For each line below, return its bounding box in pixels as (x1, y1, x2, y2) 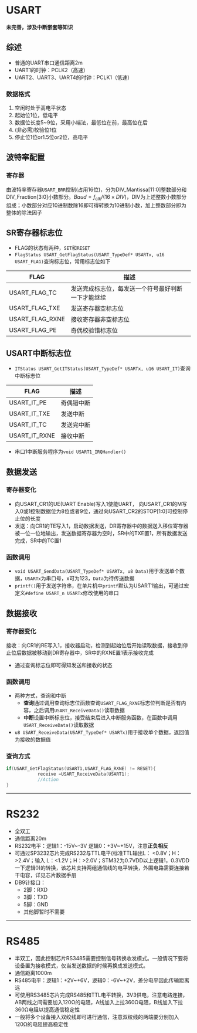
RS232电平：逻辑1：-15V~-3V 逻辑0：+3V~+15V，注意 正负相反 (14, 842, 169, 849)
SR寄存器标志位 (6, 227, 63, 237)
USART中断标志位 (6, 348, 72, 358)
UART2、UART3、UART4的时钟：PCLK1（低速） (14, 74, 133, 81)
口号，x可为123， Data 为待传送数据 (50, 575, 135, 582)
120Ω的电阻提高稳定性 (14, 1021, 69, 1028)
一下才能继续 (70, 294, 107, 302)
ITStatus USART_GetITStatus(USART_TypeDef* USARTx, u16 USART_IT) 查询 (14, 365, 191, 372)
